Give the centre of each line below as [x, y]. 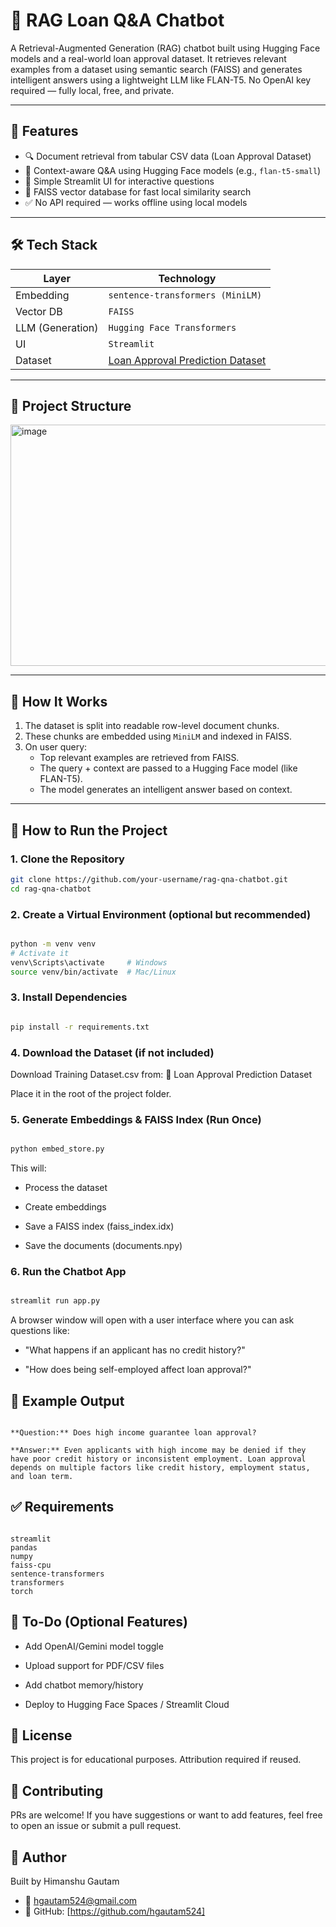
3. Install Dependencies [69, 997]
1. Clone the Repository [67, 859]
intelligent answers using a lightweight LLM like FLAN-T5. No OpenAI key [161, 80]
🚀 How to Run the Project [89, 830]
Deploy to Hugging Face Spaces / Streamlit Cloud [127, 1704]
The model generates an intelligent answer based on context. [166, 790]
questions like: [40, 1331]
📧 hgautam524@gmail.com [81, 1901]
